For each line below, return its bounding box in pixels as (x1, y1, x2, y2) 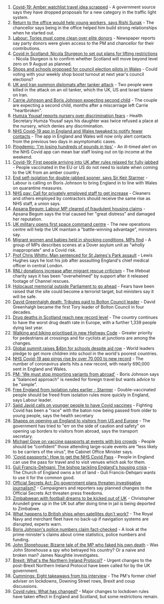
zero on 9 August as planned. (12, 61, 72, 67)
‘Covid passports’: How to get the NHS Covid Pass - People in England (12, 454, 154, 459)
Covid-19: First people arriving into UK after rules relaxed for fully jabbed (12, 159, 159, 165)
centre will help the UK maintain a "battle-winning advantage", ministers (12, 226, 157, 232)
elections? (12, 76, 34, 82)
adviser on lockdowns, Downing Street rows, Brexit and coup (12, 578, 135, 584)
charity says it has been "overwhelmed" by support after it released (12, 273, 148, 279)
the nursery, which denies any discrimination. (12, 123, 104, 128)
